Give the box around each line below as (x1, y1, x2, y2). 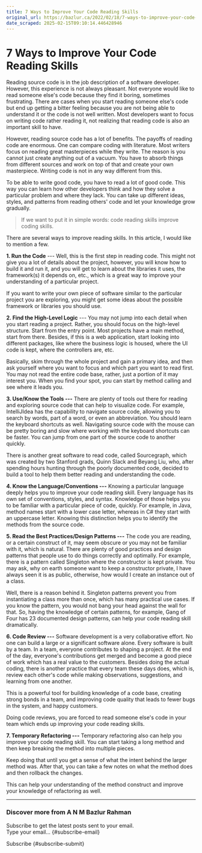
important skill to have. (6, 124, 63, 131)
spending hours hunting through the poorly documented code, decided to (6, 465, 189, 472)
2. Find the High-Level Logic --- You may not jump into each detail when (6, 314, 188, 321)
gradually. (6, 204, 31, 212)
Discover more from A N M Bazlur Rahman (6, 808, 132, 817)
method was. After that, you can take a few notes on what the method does (6, 763, 193, 770)
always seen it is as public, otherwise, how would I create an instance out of (6, 571, 195, 579)
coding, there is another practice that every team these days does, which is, (6, 665, 195, 672)
